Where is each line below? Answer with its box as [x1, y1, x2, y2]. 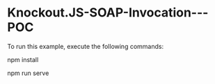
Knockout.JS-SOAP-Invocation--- [7, 5, 209, 21]
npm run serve [7, 69, 49, 77]
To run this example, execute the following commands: [7, 42, 164, 50]
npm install [7, 55, 39, 63]
